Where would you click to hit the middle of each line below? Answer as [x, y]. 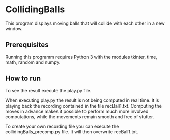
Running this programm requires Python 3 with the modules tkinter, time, [81, 57]
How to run [23, 78]
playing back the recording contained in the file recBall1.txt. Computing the [83, 106]
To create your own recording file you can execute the [62, 126]
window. [14, 28]
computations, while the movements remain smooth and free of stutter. [80, 116]
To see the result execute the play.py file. [48, 90]
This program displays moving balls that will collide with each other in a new [85, 23]
